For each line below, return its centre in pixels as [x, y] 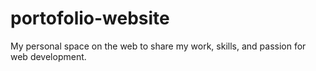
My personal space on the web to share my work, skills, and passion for [158, 46]
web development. [48, 56]
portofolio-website [90, 18]
